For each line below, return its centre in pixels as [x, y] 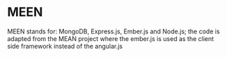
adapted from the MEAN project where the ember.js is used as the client [111, 38]
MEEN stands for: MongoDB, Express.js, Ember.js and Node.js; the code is [114, 31]
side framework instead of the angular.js [65, 46]
